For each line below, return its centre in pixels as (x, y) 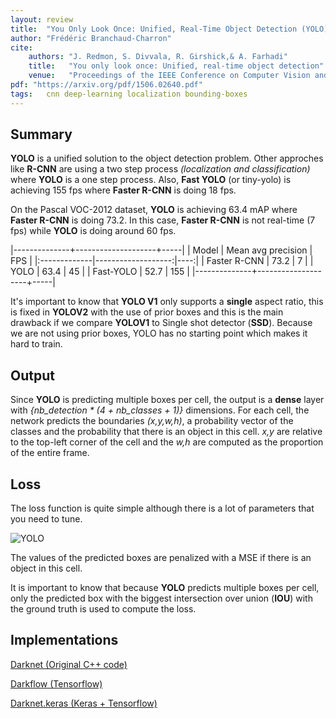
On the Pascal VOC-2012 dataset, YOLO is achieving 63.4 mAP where (154, 210)
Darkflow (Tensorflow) (56, 683)
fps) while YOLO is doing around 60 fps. (93, 231)
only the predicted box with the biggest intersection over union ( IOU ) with (161, 598)
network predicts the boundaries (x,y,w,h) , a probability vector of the (152, 421)
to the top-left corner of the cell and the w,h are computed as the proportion (167, 442)
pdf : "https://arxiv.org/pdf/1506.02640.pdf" (106, 85)
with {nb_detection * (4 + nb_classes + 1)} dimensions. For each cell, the (160, 410)
